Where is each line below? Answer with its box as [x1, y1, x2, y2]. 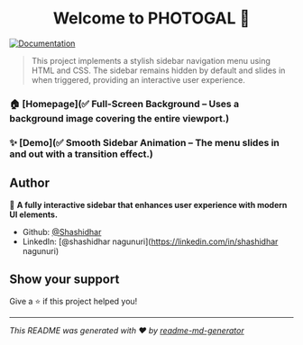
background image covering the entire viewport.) [9, 112, 230, 124]
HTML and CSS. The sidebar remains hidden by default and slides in [31, 65, 286, 76]
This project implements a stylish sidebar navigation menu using [31, 55, 271, 66]
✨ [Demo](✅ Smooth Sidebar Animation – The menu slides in [9, 136, 280, 149]
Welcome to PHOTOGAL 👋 [52, 8, 251, 29]
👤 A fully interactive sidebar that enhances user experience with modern [9, 199, 288, 210]
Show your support [9, 271, 120, 286]
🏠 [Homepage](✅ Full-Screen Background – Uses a [9, 97, 240, 110]
